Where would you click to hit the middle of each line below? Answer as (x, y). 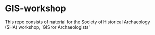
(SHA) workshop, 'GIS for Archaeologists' (48, 27)
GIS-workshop (36, 9)
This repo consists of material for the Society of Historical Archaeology (77, 22)
